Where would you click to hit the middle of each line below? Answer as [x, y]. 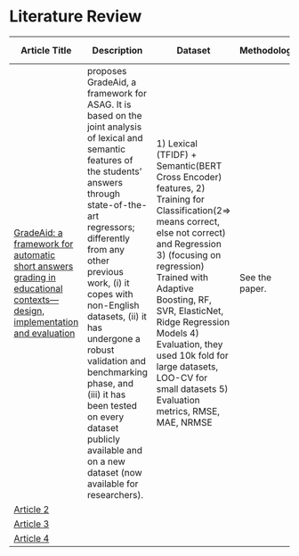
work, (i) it [109, 283]
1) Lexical [177, 143]
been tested [113, 405]
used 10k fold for [192, 355]
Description [117, 50]
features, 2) [181, 187]
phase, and [110, 383]
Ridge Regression [193, 321]
